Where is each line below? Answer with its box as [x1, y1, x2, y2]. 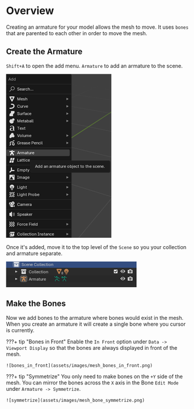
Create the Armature [6, 47, 83, 57]
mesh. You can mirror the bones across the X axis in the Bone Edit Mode [6, 379, 179, 386]
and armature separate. [6, 250, 63, 257]
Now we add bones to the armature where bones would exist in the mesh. [6, 314, 184, 321]
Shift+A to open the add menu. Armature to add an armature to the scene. [6, 62, 183, 69]
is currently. [6, 326, 35, 333]
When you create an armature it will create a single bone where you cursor [6, 321, 186, 328]
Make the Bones [6, 299, 66, 309]
